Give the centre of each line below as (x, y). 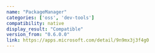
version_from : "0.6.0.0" (38, 35)
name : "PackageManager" (37, 12)
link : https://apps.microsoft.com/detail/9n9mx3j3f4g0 (78, 40)
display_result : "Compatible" (45, 29)
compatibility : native (35, 23)
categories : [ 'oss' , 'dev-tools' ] (51, 18)
